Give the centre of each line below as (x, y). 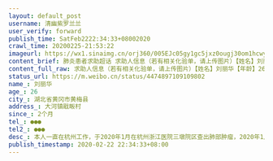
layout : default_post (45, 16)
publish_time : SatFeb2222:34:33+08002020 (80, 39)
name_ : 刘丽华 (30, 84)
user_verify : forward (45, 31)
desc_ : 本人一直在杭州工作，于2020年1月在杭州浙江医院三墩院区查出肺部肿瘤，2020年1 (136, 137)
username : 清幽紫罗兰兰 (45, 24)
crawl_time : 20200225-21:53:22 (61, 46)
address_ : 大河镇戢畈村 (45, 107)
